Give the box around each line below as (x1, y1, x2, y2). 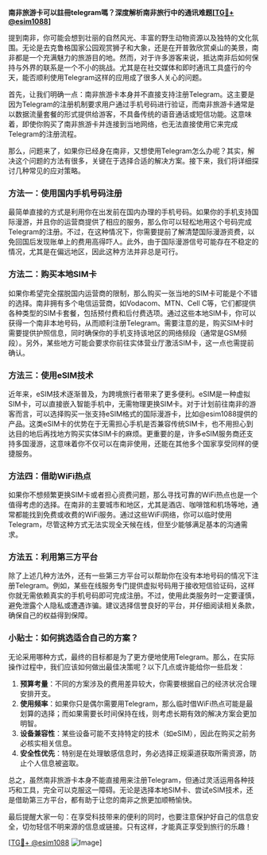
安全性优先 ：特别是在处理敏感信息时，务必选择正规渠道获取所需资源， (19, 748, 250, 757)
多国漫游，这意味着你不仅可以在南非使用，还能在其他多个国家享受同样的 (14, 438, 252, 448)
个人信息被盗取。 (26, 758, 83, 768)
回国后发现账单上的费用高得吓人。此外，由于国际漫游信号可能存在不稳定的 (14, 237, 259, 247)
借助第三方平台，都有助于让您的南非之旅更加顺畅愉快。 (14, 795, 196, 804)
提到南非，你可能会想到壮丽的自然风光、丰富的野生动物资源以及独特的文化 (8, 33, 252, 42)
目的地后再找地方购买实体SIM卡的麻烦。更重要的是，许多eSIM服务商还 (14, 429, 246, 438)
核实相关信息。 (26, 738, 76, 748)
